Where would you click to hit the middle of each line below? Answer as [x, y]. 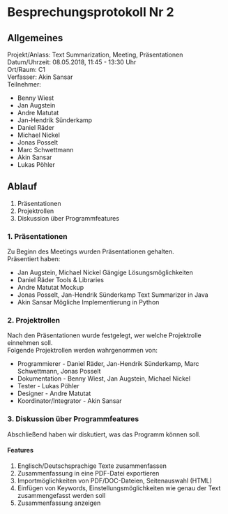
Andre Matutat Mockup [51, 288]
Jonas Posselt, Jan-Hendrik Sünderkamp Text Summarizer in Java [113, 295]
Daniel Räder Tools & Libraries [61, 280]
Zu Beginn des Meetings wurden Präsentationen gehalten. [91, 251]
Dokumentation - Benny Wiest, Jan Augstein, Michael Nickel [104, 379]
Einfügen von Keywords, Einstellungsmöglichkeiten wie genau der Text [119, 488]
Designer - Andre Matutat [54, 394]
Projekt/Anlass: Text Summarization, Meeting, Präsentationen [95, 54]
